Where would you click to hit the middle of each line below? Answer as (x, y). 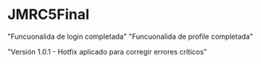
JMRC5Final (49, 15)
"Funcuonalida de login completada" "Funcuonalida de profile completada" (130, 36)
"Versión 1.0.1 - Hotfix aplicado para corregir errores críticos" (107, 51)
